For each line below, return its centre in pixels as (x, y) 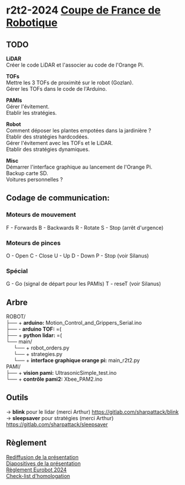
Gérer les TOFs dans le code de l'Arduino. (57, 89)
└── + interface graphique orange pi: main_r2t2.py (77, 361)
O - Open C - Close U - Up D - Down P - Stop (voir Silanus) (78, 255)
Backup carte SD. (27, 173)
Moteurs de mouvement (41, 215)
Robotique (32, 23)
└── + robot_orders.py (41, 348)
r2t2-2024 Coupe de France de (83, 10)
